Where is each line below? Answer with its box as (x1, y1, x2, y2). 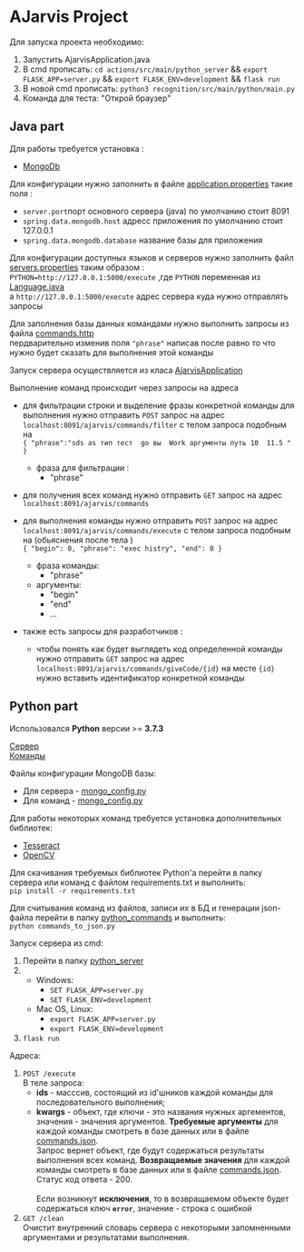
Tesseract (22, 840, 61, 850)
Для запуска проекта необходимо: (9, 36, 145, 47)
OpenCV (22, 850, 55, 860)
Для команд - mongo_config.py (22, 795, 143, 806)
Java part (9, 119, 64, 134)
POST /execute (22, 1069, 76, 1078)
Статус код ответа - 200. (35, 1174, 133, 1185)
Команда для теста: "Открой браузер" (22, 93, 172, 104)
